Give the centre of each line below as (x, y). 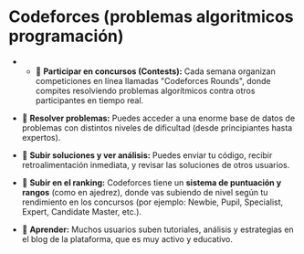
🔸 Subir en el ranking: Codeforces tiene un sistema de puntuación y (152, 182)
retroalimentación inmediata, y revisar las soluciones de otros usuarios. (156, 164)
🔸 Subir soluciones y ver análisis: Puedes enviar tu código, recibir (147, 155)
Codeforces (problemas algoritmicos (151, 17)
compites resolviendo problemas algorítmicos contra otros (145, 90)
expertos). (41, 137)
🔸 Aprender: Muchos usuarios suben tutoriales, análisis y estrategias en (157, 229)
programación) (66, 36)
